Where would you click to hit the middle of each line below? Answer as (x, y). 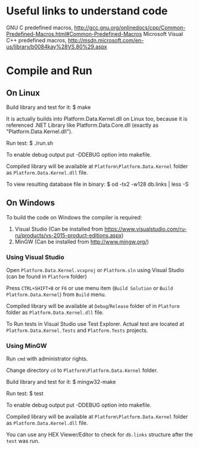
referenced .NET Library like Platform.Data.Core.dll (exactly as (83, 125)
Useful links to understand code (87, 11)
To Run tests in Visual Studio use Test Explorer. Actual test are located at (95, 324)
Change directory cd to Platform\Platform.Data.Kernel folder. (82, 370)
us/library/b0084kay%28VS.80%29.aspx (57, 47)
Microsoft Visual (163, 33)
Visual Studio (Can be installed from (59, 229)
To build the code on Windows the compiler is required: (74, 217)
